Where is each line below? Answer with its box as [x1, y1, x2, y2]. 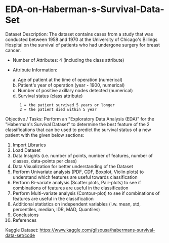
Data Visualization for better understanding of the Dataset [12, 163, 133, 169]
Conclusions [12, 212, 39, 218]
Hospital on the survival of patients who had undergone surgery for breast [5, 42, 160, 48]
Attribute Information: [12, 67, 58, 73]
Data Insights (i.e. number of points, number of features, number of [12, 152, 153, 158]
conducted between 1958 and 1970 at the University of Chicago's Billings [5, 36, 158, 43]
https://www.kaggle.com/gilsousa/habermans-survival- [39, 227, 155, 233]
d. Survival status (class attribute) [12, 93, 83, 99]
